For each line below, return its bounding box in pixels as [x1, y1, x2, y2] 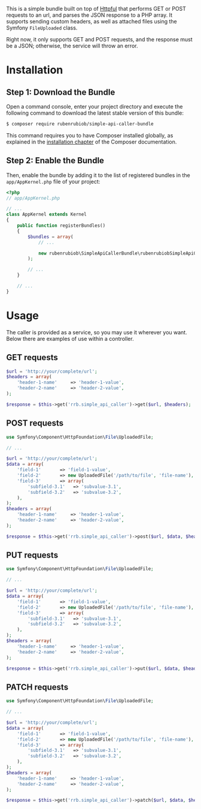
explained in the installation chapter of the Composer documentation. [6, 138, 177, 145]
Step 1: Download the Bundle [6, 87, 115, 97]
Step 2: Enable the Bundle [6, 155, 105, 166]
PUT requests [6, 550, 59, 561]
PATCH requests [6, 682, 69, 692]
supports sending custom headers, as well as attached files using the [6, 18, 178, 25]
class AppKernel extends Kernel [6, 211, 87, 218]
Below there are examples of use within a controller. [6, 335, 134, 342]
